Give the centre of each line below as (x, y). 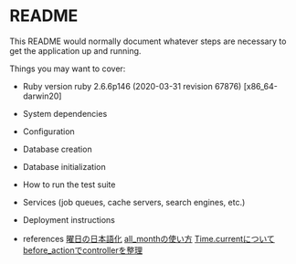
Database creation (58, 149)
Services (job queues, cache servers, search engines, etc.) (134, 202)
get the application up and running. (75, 50)
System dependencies (65, 113)
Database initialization (64, 166)
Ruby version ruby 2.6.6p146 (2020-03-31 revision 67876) (132, 86)
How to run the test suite (69, 185)
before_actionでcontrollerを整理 (83, 250)
